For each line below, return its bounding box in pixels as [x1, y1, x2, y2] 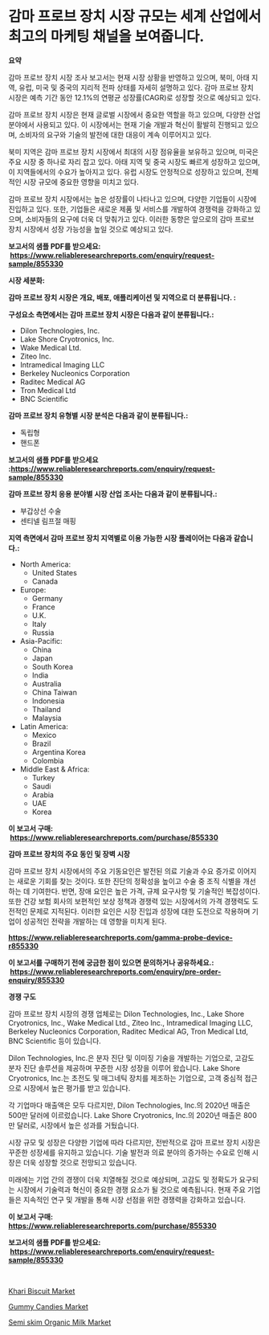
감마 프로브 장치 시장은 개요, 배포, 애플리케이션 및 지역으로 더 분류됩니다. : [8, 293, 237, 302]
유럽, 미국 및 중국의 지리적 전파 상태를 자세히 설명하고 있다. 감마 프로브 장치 [18, 82, 255, 92]
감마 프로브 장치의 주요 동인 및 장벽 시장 [8, 849, 131, 858]
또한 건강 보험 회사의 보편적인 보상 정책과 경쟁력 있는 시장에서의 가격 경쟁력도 [8, 896, 251, 906]
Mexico [31, 730, 57, 739]
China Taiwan [31, 687, 78, 697]
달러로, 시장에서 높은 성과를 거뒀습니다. [16, 1120, 139, 1130]
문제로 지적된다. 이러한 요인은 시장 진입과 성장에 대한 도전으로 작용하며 [29, 906, 251, 916]
